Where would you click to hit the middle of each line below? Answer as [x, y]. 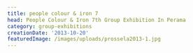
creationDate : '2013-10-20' [48, 33]
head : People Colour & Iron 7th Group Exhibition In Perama [97, 20]
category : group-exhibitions [50, 26]
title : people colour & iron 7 [53, 13]
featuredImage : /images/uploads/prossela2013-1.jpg [84, 39]
